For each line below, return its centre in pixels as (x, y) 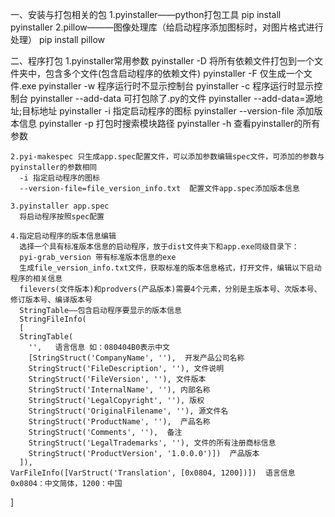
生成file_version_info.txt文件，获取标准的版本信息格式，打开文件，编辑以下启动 (170, 268)
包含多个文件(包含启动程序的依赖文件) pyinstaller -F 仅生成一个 (174, 73)
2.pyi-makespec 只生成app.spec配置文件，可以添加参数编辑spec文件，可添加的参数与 (167, 157)
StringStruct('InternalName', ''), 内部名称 (119, 390)
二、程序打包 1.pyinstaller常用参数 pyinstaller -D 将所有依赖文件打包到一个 (162, 61)
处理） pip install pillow (58, 39)
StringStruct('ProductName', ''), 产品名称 (119, 422)
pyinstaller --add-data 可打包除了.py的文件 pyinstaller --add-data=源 (172, 98)
